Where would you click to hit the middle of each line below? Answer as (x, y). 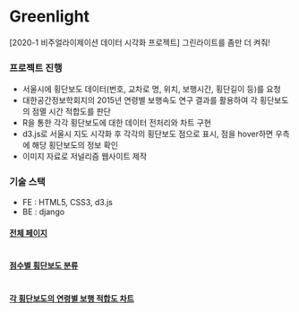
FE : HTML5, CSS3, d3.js (68, 202)
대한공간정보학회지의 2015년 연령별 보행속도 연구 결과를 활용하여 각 (140, 100)
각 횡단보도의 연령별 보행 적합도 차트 (72, 299)
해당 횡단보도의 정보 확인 (75, 145)
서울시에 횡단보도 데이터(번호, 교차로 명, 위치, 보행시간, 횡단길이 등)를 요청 (151, 89)
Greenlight (50, 17)
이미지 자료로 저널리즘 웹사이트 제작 (85, 156)
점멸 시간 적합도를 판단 (72, 112)
